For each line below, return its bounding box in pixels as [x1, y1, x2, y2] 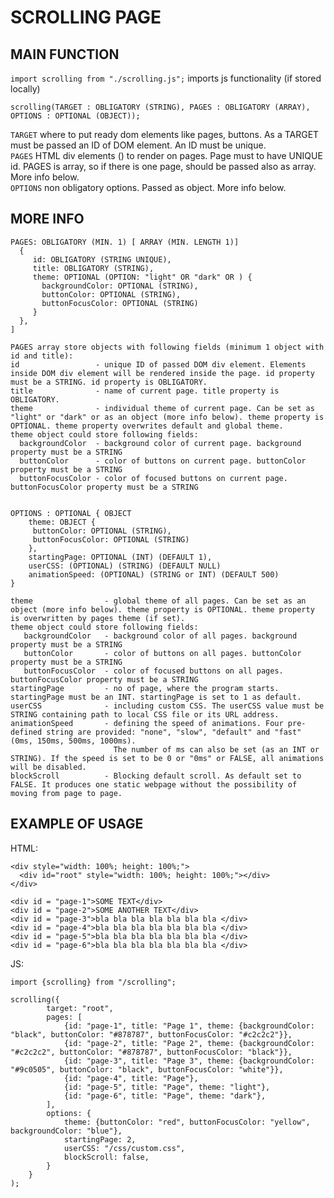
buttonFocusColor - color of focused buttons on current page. [19, 473, 288, 483]
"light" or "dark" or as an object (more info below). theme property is [10, 412, 325, 422]
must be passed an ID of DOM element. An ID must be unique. [10, 139, 267, 151]
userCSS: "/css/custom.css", [63, 1143, 186, 1153]
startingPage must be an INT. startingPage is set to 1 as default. [10, 692, 302, 702]
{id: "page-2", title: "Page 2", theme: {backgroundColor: [63, 1038, 315, 1048]
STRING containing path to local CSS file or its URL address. [10, 709, 280, 720]
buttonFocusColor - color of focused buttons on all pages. [23, 666, 284, 676]
